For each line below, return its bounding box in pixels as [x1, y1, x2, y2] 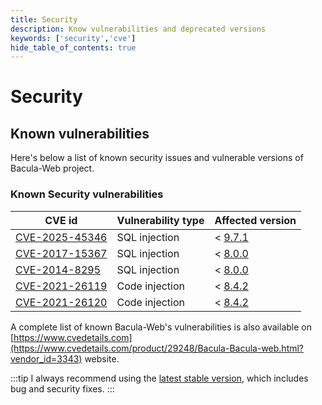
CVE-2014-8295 [15, 262, 102, 276]
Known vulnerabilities [10, 125, 150, 142]
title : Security [10, 14, 78, 25]
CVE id [44, 213, 78, 227]
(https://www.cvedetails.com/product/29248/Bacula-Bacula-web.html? [10, 342, 305, 354]
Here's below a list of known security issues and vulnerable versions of [10, 152, 304, 164]
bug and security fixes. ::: [10, 382, 115, 395]
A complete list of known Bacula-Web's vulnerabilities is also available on [10, 321, 312, 333]
